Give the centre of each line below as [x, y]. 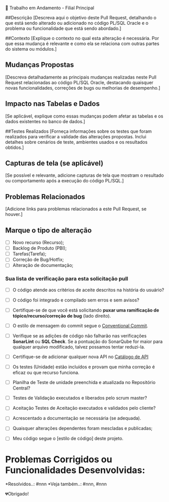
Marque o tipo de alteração [49, 230]
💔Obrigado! [17, 494]
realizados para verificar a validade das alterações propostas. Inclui [76, 136]
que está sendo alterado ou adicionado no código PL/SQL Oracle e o [77, 23]
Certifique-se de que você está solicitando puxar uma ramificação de [86, 310]
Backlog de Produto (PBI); [39, 248]
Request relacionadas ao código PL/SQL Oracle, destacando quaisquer [79, 82]
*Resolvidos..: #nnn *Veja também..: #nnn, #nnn [56, 484]
